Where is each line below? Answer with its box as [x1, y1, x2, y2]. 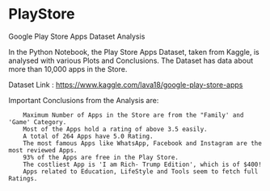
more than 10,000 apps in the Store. [8, 64, 128, 73]
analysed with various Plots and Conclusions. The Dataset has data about [8, 56, 253, 65]
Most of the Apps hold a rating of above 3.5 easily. [23, 125, 208, 133]
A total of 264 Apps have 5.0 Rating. [23, 132, 154, 140]
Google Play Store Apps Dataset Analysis [8, 31, 146, 41]
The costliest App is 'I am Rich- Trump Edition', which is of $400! [23, 160, 263, 168]
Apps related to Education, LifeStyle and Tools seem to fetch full [23, 167, 259, 176]
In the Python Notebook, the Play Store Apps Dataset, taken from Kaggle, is [8, 47, 260, 56]
